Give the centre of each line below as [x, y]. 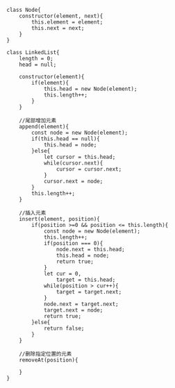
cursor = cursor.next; [89, 169]
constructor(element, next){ [61, 16]
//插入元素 [33, 213]
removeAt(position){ [49, 360]
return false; [64, 328]
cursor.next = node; [73, 181]
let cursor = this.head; [80, 157]
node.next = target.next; [81, 304]
